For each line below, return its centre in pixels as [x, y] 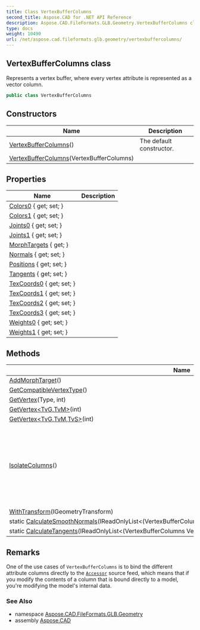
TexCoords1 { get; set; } [42, 293]
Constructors [32, 114]
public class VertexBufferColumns [49, 95]
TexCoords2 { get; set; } [42, 303]
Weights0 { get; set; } [38, 322]
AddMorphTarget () [35, 380]
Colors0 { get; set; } [36, 206]
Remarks [23, 552]
